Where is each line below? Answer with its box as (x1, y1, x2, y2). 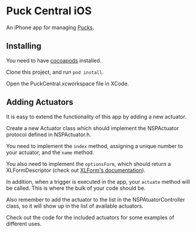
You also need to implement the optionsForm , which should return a (6, 160, 171, 167)
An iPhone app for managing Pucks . (6, 24, 94, 31)
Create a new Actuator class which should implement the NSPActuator (6, 124, 179, 131)
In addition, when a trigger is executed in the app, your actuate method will (6, 178, 191, 185)
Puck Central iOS (6, 4, 92, 18)
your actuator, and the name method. (6, 149, 94, 156)
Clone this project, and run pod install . (6, 68, 104, 76)
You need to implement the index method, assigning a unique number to (6, 142, 183, 149)
